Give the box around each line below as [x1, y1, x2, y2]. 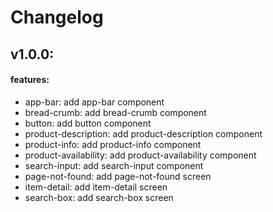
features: [10, 74, 50, 86]
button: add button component [24, 117, 152, 129]
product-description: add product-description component [24, 127, 263, 140]
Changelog [10, 6, 104, 29]
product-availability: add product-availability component [24, 149, 257, 161]
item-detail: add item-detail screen [24, 181, 168, 193]
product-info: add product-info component [24, 138, 202, 150]
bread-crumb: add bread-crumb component [24, 106, 207, 118]
